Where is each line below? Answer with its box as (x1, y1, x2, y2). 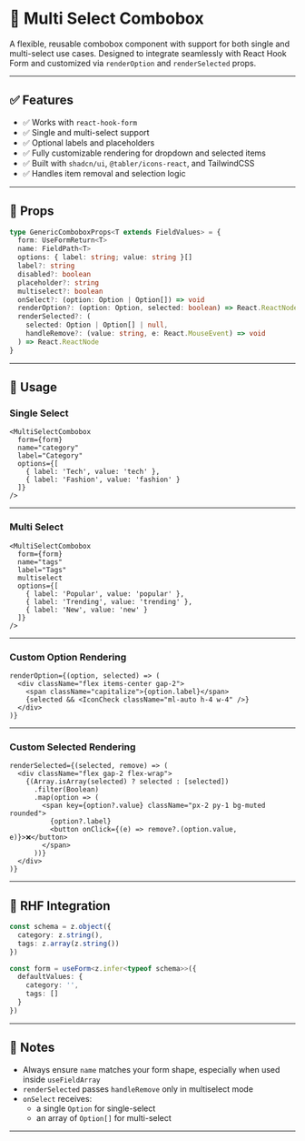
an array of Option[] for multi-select (35, 1112, 172, 1123)
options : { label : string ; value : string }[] (17, 253, 193, 262)
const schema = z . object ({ (9, 923, 112, 932)
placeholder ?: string (17, 278, 100, 288)
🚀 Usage (9, 379, 57, 395)
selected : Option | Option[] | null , (25, 320, 169, 330)
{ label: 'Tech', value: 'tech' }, (25, 468, 161, 477)
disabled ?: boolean (17, 269, 92, 278)
